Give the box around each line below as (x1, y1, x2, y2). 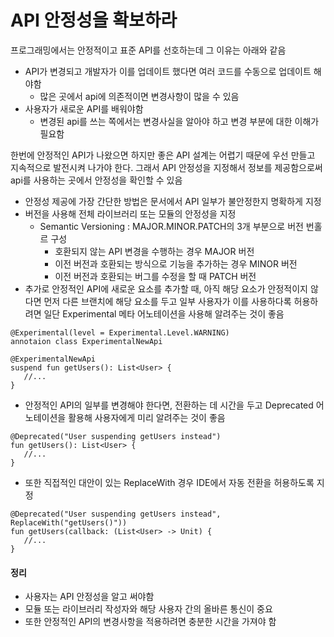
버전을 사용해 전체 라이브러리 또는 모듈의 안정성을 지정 (24, 207, 237, 220)
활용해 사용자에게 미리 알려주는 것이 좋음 (68, 411, 226, 423)
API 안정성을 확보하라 (10, 9, 178, 32)
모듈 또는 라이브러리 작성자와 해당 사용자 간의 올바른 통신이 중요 (24, 603, 273, 615)
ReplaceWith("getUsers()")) (10, 517, 128, 528)
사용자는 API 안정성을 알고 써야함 (24, 591, 155, 603)
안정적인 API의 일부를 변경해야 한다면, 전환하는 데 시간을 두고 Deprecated (24, 399, 314, 411)
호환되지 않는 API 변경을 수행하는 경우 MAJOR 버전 (54, 245, 255, 257)
